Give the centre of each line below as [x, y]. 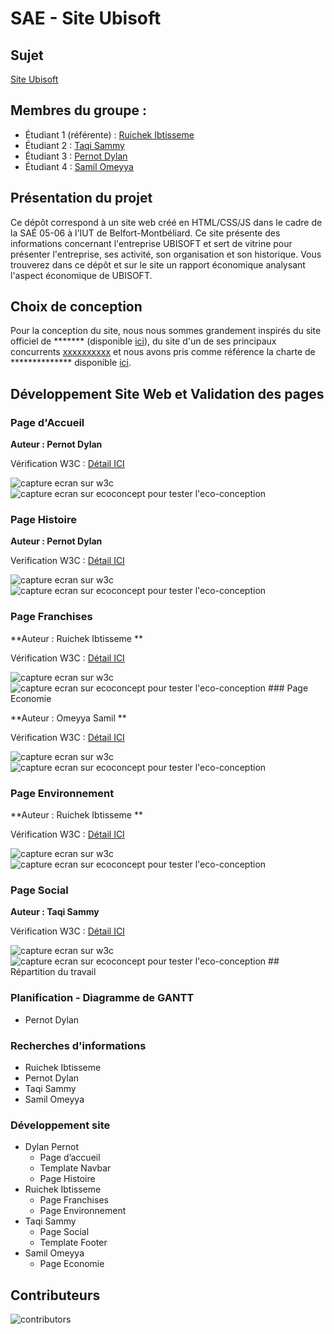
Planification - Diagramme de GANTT [102, 998]
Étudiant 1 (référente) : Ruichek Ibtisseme [109, 134]
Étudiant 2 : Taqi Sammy [74, 145]
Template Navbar [75, 1168]
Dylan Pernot [52, 1147]
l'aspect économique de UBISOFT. [81, 275]
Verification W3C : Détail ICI [67, 561]
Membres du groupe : [79, 110]
